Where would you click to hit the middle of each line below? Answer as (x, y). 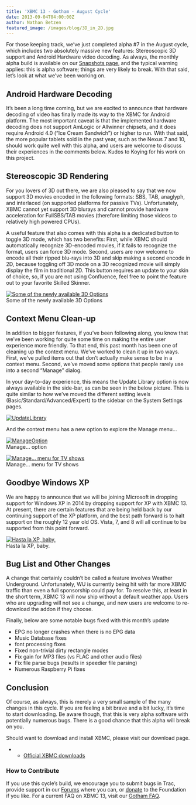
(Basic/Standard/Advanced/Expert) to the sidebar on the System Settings (94, 400)
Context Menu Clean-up (51, 319)
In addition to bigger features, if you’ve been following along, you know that (97, 333)
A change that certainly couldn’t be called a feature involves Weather (89, 578)
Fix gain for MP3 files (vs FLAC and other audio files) (78, 657)
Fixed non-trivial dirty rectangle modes (61, 650)
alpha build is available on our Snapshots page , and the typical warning (92, 63)
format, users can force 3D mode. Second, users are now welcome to (90, 251)
